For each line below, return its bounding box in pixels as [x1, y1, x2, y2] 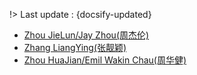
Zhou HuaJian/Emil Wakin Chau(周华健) [23, 54, 187, 66]
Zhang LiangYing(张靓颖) [23, 42, 127, 53]
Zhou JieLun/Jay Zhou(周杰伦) [23, 29, 150, 41]
